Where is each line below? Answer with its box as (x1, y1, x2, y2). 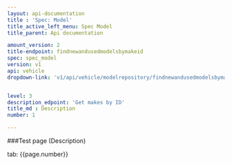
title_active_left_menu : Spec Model (7, 23, 113, 30)
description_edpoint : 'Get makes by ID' (7, 99, 126, 106)
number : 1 (7, 112, 36, 119)
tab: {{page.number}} (7, 150, 69, 158)
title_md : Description (7, 105, 76, 113)
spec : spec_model (7, 55, 57, 62)
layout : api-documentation (7, 10, 85, 17)
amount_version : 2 (7, 42, 60, 49)
